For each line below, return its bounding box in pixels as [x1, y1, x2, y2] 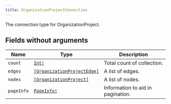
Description [119, 51, 149, 58]
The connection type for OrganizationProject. [5, 21, 100, 27]
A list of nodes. [104, 76, 140, 83]
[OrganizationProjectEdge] [34, 68, 99, 74]
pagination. [104, 91, 131, 98]
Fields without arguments [5, 36, 88, 45]
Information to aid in [104, 84, 152, 91]
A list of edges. [104, 68, 140, 75]
